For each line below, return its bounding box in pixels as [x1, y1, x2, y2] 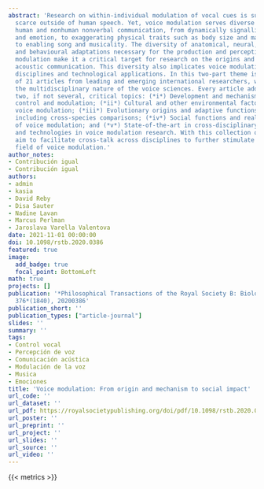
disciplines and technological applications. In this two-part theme [15, 70, 247, 78]
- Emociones [8, 377, 47, 386]
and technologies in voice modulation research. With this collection [15, 128, 251, 136]
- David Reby [8, 194, 51, 202]
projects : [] [8, 283, 51, 291]
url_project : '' [8, 428, 61, 437]
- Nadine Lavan [8, 209, 58, 217]
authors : [8, 172, 37, 181]
